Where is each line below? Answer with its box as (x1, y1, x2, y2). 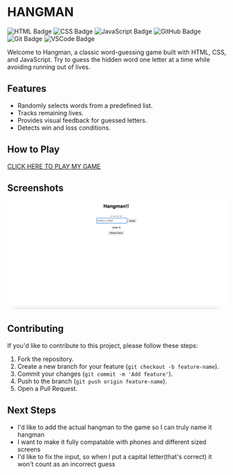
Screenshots (7, 182, 64, 194)
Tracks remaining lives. (17, 108, 84, 117)
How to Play (7, 144, 61, 156)
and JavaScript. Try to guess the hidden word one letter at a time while (7, 55, 211, 63)
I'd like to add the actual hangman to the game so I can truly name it (17, 423, 212, 431)
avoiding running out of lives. (7, 62, 90, 71)
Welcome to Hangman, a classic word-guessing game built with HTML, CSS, (7, 48, 227, 56)
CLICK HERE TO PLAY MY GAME (7, 162, 101, 170)
